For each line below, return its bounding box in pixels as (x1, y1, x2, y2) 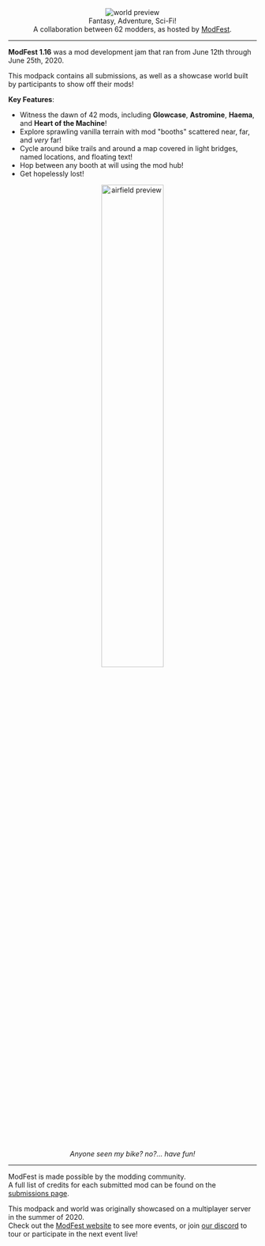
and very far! (19, 135, 62, 145)
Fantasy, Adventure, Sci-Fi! (88, 16, 177, 25)
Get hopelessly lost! (19, 169, 84, 178)
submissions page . (8, 1189, 69, 1198)
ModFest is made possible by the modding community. (8, 1172, 187, 1181)
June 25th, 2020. (8, 55, 65, 65)
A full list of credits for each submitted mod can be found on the (8, 1180, 217, 1190)
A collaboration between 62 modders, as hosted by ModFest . (32, 25, 233, 34)
